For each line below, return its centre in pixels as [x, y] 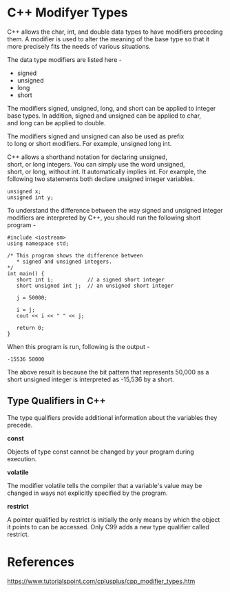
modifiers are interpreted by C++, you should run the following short [104, 218]
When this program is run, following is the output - [79, 346]
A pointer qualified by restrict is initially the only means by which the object [114, 519]
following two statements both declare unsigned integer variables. [101, 179]
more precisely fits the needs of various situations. [79, 46]
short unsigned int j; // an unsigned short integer [95, 286]
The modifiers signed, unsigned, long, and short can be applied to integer [112, 108]
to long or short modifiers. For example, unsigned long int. [90, 143]
